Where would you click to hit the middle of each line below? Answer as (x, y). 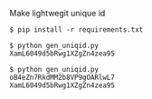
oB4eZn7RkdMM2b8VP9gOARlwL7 (62, 77)
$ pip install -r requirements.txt (76, 30)
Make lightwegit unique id (57, 13)
